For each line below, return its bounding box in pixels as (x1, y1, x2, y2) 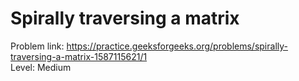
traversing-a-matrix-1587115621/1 (10, 50, 148, 62)
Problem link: (10, 40, 65, 52)
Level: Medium (10, 61, 72, 73)
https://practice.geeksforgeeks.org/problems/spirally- (66, 40, 288, 52)
